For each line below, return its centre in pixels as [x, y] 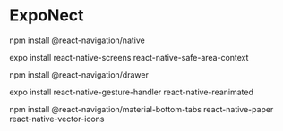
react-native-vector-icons [57, 119]
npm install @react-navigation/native [77, 40]
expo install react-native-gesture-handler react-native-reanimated [131, 92]
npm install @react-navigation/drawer [79, 74]
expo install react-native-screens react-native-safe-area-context [129, 57]
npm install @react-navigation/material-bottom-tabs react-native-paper [141, 109]
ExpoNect [47, 16]
